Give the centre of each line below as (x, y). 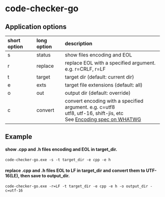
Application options (36, 27)
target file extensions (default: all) (104, 85)
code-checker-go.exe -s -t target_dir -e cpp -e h (58, 160)
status (44, 55)
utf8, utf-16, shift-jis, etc (94, 113)
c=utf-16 (14, 190)
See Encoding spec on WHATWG (103, 119)
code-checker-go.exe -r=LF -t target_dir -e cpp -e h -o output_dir (77, 186)
